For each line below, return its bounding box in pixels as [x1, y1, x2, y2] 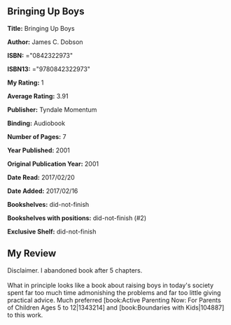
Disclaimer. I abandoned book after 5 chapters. [7, 266, 143, 275]
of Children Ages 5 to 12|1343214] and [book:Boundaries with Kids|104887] [7, 303, 225, 312]
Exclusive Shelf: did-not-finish [7, 227, 97, 236]
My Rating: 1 [7, 78, 44, 87]
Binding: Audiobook [7, 119, 65, 127]
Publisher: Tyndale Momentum [7, 105, 97, 114]
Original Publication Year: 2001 [7, 159, 99, 168]
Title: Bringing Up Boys [7, 24, 75, 32]
